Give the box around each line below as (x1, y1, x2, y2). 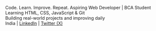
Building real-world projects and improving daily (5, 15, 105, 21)
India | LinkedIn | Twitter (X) (5, 20, 63, 26)
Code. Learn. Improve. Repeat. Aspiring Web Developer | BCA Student (5, 5, 151, 10)
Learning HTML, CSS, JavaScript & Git (5, 10, 85, 16)
